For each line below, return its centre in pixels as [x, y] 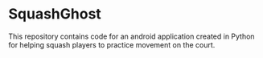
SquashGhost [55, 14]
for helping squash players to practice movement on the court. [112, 44]
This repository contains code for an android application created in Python [131, 36]
